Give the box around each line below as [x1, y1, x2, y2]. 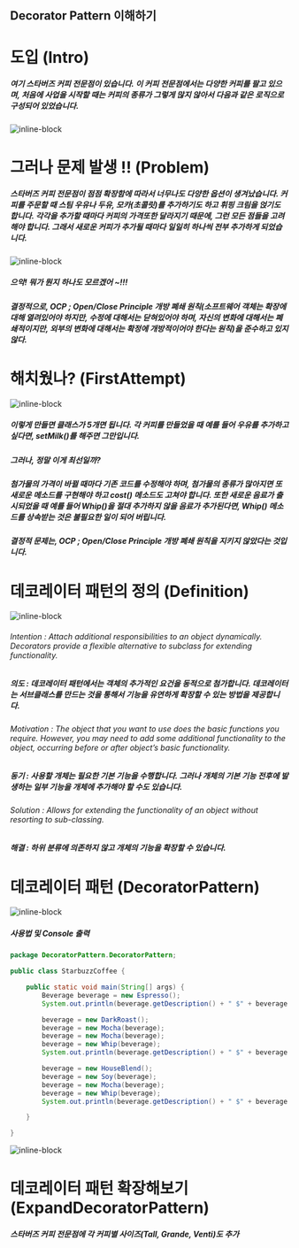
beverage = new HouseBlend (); [42, 1064, 153, 1073]
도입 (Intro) [10, 47, 89, 67]
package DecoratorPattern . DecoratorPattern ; [10, 951, 177, 960]
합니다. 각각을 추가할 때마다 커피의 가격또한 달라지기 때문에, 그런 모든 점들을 [10, 211, 269, 221]
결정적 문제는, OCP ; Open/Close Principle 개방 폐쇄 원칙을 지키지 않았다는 [10, 536, 272, 547]
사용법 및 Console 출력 [10, 928, 90, 938]
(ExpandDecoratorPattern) [10, 1198, 211, 1218]
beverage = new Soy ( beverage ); [42, 1072, 157, 1081]
